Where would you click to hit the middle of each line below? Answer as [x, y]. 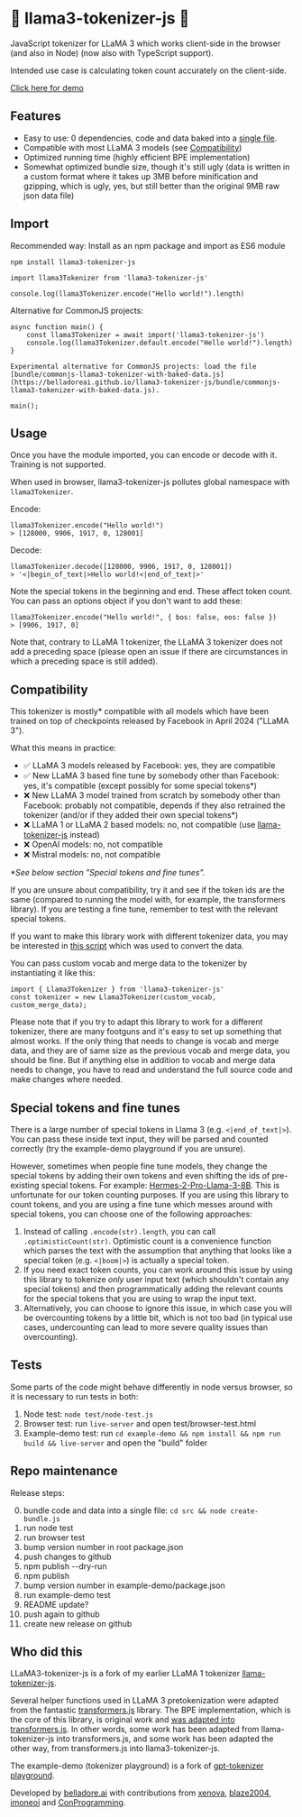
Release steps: [37, 1492]
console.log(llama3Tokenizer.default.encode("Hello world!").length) [160, 343]
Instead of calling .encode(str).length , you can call [119, 1231]
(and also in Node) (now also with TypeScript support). [112, 52]
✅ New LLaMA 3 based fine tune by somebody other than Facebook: [151, 775]
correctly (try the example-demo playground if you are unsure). [128, 1148]
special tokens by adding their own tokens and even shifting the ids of [140, 1175]
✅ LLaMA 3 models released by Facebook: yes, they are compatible [149, 766]
